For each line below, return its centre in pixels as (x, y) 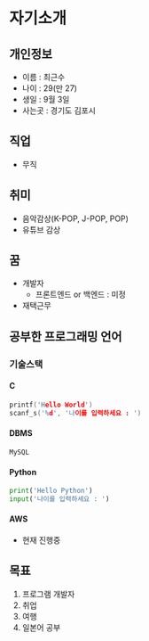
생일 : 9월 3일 (46, 99)
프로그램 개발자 (48, 594)
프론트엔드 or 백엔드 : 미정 (80, 294)
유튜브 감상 (41, 229)
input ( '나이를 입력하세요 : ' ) (59, 499)
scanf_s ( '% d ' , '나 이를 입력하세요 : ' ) (75, 413)
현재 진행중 (41, 540)
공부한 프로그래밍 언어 (66, 337)
